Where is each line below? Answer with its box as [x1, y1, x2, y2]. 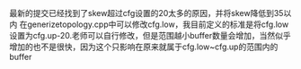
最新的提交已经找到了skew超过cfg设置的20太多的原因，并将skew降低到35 [9, 8, 284, 18]
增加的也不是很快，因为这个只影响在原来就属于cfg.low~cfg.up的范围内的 [9, 41, 279, 52]
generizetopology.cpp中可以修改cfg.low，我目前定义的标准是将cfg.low [26, 19, 289, 30]
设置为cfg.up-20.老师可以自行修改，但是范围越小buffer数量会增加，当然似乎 [9, 30, 291, 40]
